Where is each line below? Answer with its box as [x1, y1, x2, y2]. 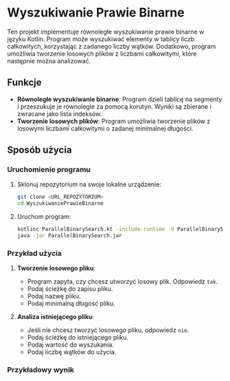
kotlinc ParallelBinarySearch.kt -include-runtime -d [16, 226, 174, 233]
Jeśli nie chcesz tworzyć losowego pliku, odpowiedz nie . [27, 326, 189, 334]
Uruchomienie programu [7, 165, 91, 175]
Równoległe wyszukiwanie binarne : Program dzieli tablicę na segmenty [16, 95, 222, 103]
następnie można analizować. [7, 56, 91, 65]
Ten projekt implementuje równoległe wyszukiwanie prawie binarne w [7, 28, 205, 36]
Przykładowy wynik [7, 365, 74, 375]
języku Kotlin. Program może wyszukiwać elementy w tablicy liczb [7, 34, 194, 43]
